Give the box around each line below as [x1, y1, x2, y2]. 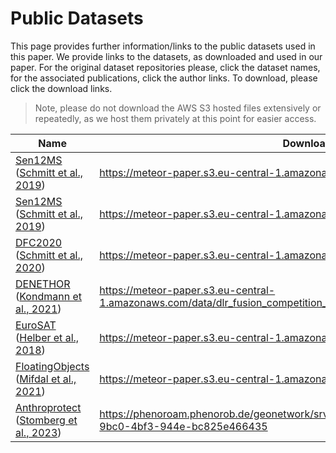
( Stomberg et [15, 413, 78, 427]
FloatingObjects [15, 359, 90, 373]
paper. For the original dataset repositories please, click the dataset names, [10, 61, 321, 73]
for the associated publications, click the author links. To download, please [10, 72, 318, 84]
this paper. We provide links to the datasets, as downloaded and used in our [10, 50, 323, 62]
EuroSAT [15, 318, 57, 332]
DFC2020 [15, 235, 63, 249]
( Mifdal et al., [15, 372, 77, 386]
